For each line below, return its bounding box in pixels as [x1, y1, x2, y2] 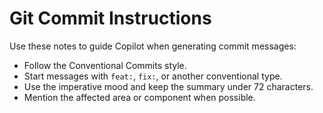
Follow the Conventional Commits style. [23, 59, 187, 71]
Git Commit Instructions [9, 7, 212, 30]
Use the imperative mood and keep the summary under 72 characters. [23, 80, 314, 92]
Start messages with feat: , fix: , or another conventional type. [23, 70, 283, 82]
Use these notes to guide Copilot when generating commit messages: [9, 40, 297, 52]
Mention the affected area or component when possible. [23, 91, 256, 103]
